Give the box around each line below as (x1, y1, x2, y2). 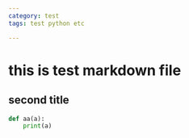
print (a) (23, 122, 52, 130)
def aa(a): (8, 115, 45, 123)
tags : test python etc (8, 19, 85, 27)
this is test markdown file (8, 61, 182, 79)
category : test (8, 11, 60, 20)
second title (8, 94, 70, 107)
